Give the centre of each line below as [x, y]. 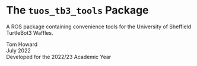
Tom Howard [22, 44]
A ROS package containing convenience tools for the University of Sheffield [99, 27]
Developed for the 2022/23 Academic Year [59, 57]
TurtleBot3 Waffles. [30, 32]
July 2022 [18, 50]
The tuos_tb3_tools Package [78, 10]
